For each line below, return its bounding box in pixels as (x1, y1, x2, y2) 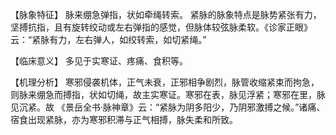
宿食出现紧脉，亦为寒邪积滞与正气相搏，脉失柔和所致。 (10, 114, 238, 125)
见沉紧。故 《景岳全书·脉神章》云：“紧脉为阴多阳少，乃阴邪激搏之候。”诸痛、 (10, 101, 326, 113)
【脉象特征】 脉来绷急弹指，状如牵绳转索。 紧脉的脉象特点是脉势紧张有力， (10, 9, 322, 20)
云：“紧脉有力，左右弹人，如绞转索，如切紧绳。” (10, 34, 207, 45)
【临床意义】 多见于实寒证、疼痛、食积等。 (10, 55, 188, 67)
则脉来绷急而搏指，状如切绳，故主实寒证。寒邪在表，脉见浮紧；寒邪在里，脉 (10, 89, 326, 100)
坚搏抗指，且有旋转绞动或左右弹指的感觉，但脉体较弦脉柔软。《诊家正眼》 (10, 21, 313, 33)
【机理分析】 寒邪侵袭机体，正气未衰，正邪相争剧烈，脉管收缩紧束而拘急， (10, 76, 320, 88)
